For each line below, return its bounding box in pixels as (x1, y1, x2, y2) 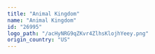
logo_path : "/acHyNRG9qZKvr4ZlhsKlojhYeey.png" (7, 29, 149, 37)
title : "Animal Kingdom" (7, 10, 80, 18)
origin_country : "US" (7, 36, 71, 43)
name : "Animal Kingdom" (7, 17, 77, 24)
